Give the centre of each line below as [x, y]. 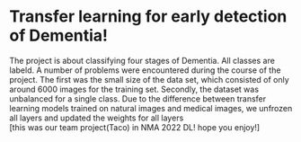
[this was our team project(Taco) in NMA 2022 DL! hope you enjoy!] [135, 127]
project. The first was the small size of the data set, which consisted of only [149, 79]
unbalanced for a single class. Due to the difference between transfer [138, 98]
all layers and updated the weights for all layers [97, 118]
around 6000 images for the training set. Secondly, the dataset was [134, 89]
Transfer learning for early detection [148, 17]
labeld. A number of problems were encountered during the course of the [145, 70]
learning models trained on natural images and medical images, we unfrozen [151, 108]
